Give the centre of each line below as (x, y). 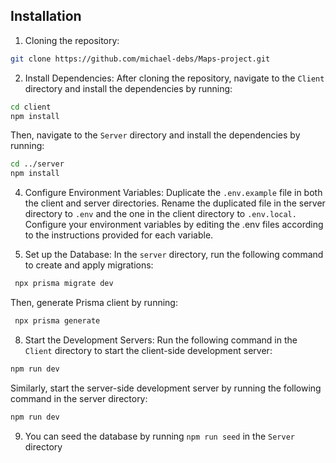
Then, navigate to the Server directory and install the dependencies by (155, 135)
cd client (31, 107)
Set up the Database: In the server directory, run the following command (174, 255)
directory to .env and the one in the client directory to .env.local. (160, 214)
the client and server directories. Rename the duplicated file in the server (175, 203)
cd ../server (37, 164)
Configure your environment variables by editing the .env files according (174, 225)
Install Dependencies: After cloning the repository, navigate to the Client (174, 78)
